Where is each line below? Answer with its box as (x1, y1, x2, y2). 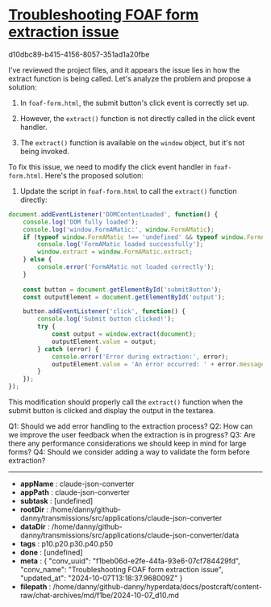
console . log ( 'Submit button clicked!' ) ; (37, 315, 175, 324)
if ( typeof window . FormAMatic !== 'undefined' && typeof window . (23, 232, 248, 241)
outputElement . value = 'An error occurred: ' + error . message (51, 360, 265, 368)
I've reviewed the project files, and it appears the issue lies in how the (8, 65, 240, 74)
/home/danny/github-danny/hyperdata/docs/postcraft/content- (52, 582, 263, 592)
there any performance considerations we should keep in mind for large (8, 438, 247, 449)
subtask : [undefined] (19, 496, 94, 506)
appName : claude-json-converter (19, 479, 135, 489)
